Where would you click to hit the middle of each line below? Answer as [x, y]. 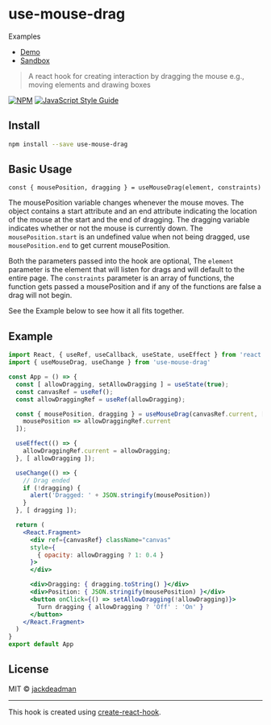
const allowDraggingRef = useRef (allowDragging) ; [100, 400]
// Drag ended [46, 480]
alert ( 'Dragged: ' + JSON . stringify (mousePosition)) [120, 495]
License [29, 669]
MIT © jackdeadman [42, 689]
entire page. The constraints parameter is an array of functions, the [122, 278]
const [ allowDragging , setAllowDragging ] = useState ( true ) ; [122, 384]
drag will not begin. [40, 296]
